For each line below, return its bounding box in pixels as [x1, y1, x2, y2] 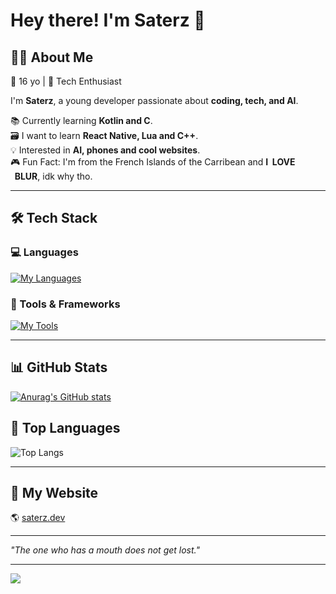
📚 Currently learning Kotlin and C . [10, 115, 153, 126]
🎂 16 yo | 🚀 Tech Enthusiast [10, 75, 122, 87]
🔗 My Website [10, 485, 99, 501]
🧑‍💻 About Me [10, 49, 94, 66]
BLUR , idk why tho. [14, 170, 93, 182]
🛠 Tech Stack [10, 210, 98, 227]
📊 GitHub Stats [10, 359, 108, 376]
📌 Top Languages [10, 420, 121, 437]
